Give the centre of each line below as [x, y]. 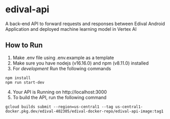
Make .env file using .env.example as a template [63, 57]
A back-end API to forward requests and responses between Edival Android [85, 24]
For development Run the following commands [62, 68]
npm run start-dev [25, 82]
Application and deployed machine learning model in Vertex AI [71, 29]
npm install [18, 78]
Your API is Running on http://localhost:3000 [60, 92]
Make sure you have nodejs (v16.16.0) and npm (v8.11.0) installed [81, 63]
